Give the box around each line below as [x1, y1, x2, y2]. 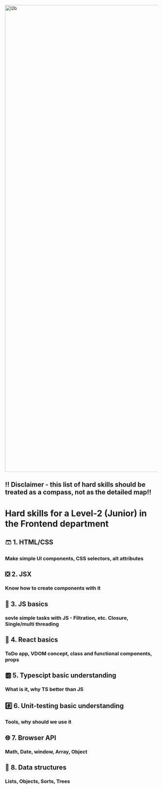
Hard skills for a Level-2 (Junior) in [5, 508, 147, 519]
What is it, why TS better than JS [5, 686, 84, 693]
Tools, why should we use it [5, 719, 72, 726]
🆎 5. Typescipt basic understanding [5, 671, 116, 680]
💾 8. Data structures [5, 763, 67, 772]
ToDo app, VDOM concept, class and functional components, [5, 650, 152, 657]
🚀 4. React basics [5, 635, 58, 644]
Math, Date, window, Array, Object [5, 748, 88, 755]
